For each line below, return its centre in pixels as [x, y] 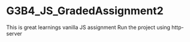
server [14, 33]
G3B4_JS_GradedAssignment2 [85, 11]
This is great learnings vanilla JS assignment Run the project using [88, 27]
